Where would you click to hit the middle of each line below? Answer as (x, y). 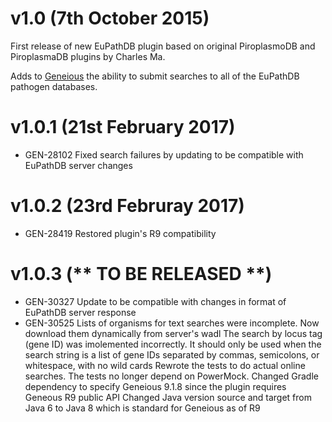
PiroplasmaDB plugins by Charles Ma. (88, 56)
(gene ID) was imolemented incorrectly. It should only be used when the (173, 344)
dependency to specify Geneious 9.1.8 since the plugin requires (155, 386)
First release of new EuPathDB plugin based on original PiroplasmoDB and (163, 46)
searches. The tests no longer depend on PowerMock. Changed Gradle (171, 376)
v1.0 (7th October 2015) (110, 18)
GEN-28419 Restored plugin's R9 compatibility (120, 233)
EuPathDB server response (80, 312)
